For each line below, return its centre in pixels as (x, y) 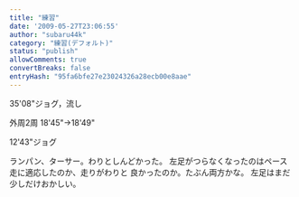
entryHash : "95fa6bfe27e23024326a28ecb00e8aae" (101, 77)
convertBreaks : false (50, 69)
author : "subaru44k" (48, 34)
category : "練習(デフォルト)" (61, 43)
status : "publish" (44, 52)
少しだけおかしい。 (45, 183)
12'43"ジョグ (33, 142)
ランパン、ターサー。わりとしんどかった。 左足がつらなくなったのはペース (149, 161)
